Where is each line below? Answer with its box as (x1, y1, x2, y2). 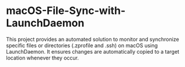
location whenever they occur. (6, 54, 79, 61)
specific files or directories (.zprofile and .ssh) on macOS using (6, 42, 158, 49)
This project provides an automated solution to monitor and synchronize (6, 36, 179, 43)
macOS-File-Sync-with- (6, 4, 126, 17)
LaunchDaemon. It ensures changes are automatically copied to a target (6, 48, 180, 55)
